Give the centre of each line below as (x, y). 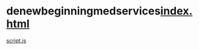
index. (177, 11)
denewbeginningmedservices (83, 11)
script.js (16, 40)
